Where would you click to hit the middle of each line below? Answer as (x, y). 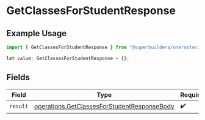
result (19, 107)
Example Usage (37, 33)
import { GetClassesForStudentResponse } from (67, 47)
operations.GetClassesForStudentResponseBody (105, 107)
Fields (18, 77)
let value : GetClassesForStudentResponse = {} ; (68, 58)
